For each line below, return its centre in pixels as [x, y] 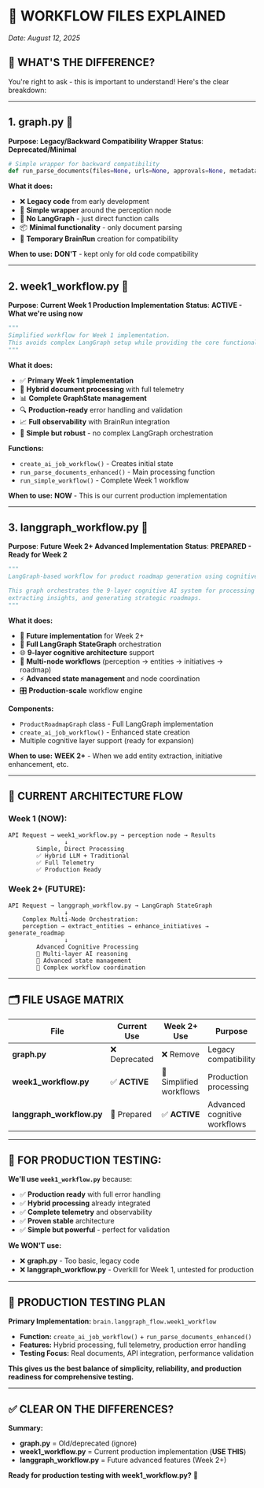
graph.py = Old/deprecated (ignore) [78, 1443]
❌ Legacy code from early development [84, 202]
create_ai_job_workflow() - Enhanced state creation [104, 732]
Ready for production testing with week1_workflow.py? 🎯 [103, 1475]
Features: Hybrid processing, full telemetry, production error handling [133, 1345]
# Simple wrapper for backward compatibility [84, 164]
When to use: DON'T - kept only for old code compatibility [103, 254]
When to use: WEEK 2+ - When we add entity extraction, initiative [115, 756]
